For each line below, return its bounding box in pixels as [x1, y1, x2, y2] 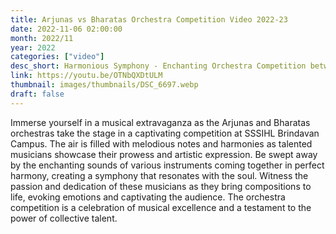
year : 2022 [10, 42, 56, 53]
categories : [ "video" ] [10, 52, 105, 62]
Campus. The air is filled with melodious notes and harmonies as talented [10, 137, 313, 150]
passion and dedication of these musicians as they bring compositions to [10, 180, 312, 192]
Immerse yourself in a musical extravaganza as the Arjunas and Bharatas [10, 116, 311, 128]
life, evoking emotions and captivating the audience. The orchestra [10, 191, 286, 203]
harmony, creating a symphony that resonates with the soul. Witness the [10, 169, 309, 181]
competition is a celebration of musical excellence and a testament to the [10, 201, 312, 213]
